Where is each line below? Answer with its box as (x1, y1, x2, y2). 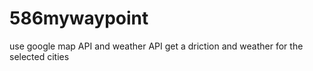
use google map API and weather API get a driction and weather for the (9, 40, 304, 52)
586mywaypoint (9, 7, 149, 30)
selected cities (9, 50, 70, 62)
